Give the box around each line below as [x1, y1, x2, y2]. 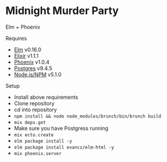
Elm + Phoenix [5, 23, 40, 30]
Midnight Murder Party [5, 4, 119, 18]
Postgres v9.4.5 [13, 64, 52, 71]
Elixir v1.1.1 [13, 52, 39, 59]
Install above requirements [13, 94, 79, 101]
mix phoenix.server [13, 150, 62, 156]
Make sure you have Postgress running [13, 125, 109, 132]
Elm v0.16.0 [13, 46, 42, 53]
